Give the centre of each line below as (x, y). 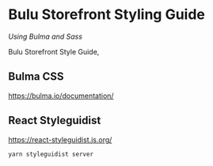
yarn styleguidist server (51, 154)
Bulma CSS (36, 77)
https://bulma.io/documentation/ (61, 96)
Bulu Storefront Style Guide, (54, 51)
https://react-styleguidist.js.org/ (60, 139)
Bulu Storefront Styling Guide (107, 15)
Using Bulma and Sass (46, 36)
